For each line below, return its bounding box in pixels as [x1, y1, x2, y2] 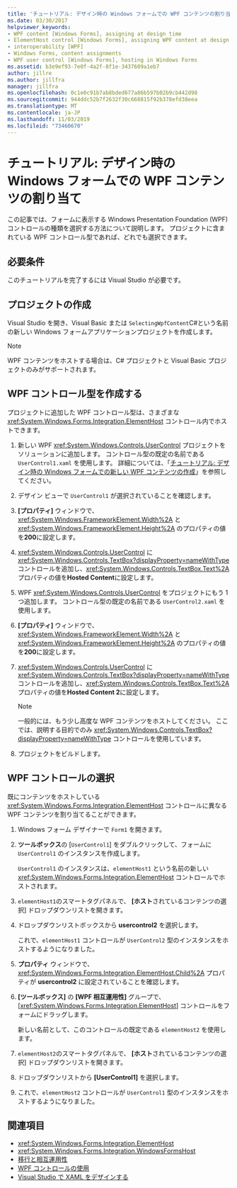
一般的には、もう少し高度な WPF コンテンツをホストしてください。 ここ [17, 716, 229, 725]
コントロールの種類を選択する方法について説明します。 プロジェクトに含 [7, 224, 219, 232]
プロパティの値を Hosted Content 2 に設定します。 [17, 688, 163, 696]
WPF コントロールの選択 [7, 772, 115, 784]
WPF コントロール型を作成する [7, 387, 143, 400]
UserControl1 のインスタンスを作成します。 [17, 849, 144, 857]
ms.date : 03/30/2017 [7, 17, 69, 24]
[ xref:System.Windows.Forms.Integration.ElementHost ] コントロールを [17, 1001, 224, 1009]
